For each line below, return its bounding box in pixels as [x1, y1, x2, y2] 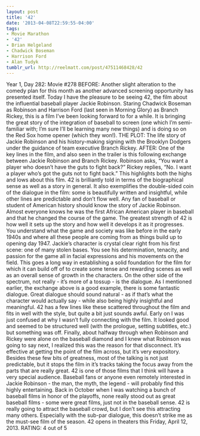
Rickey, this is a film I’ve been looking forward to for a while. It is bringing [6, 113, 186, 120]
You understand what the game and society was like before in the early [6, 227, 181, 234]
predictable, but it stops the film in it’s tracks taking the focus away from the [6, 361, 193, 368]
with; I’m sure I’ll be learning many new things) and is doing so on [26, 125, 187, 132]
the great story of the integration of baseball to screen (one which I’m [6, 119, 177, 126]
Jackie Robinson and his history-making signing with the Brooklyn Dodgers [6, 138, 191, 146]
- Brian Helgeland [6, 43, 52, 49]
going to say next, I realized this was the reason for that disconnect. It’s [6, 342, 181, 349]
